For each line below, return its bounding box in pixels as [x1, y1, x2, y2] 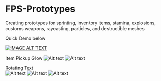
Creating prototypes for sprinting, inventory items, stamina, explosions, [5, 20, 156, 26]
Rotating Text [5, 65, 33, 71]
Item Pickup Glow [5, 55, 43, 61]
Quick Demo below [5, 35, 46, 41]
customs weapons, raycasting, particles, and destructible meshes [5, 25, 145, 31]
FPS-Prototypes [5, 3, 76, 15]
